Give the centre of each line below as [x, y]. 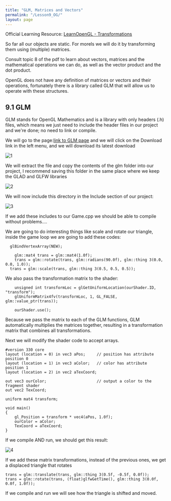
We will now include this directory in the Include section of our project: [80, 196]
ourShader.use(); [33, 310]
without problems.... [26, 222]
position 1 [17, 368]
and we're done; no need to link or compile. [51, 131]
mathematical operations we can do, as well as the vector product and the [83, 65]
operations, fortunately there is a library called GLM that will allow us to [80, 86]
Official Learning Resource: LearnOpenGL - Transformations [69, 34]
